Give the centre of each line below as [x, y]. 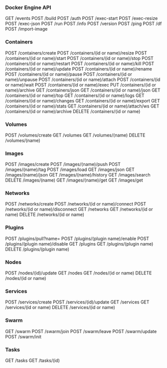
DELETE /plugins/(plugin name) [37, 249]
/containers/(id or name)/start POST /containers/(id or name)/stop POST [79, 58]
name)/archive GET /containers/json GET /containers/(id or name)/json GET [83, 90]
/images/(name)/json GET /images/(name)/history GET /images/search [78, 175]
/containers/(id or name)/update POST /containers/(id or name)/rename [79, 68]
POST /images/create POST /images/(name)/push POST [63, 164]
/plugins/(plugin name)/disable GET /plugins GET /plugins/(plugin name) [79, 243]
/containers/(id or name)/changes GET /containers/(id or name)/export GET [83, 100]
